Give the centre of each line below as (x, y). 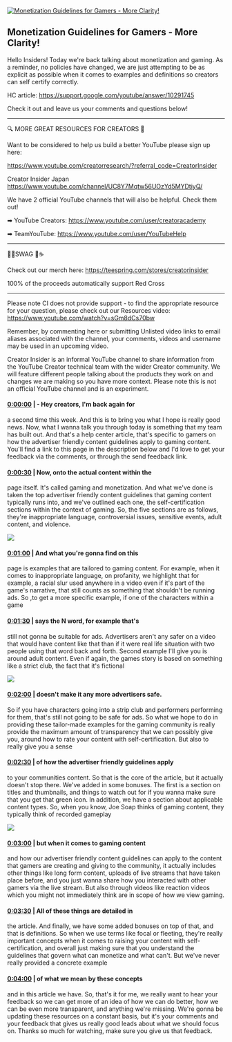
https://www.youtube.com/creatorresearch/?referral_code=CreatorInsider (112, 165)
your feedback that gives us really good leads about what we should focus (113, 1023)
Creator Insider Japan (38, 179)
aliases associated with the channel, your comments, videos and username (114, 338)
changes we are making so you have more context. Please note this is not (112, 381)
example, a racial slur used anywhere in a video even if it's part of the (106, 583)
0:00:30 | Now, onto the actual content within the (79, 472)
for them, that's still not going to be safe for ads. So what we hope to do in (113, 717)
